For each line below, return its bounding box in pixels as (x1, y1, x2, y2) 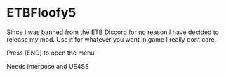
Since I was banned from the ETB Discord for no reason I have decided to (6, 28, 219, 36)
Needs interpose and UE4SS (6, 62, 89, 70)
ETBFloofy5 (6, 5, 77, 21)
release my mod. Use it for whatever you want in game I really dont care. (6, 35, 217, 43)
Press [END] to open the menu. (6, 49, 97, 57)
